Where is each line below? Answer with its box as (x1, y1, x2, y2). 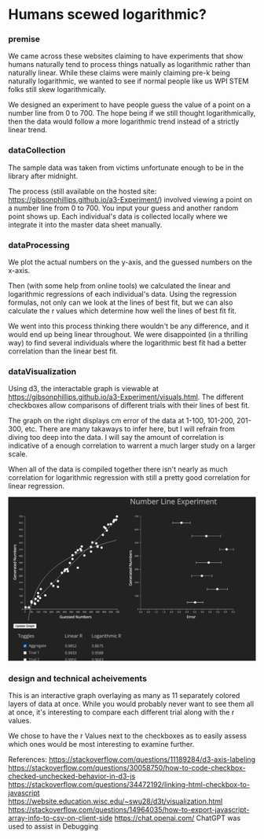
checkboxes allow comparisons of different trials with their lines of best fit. (8, 401, 250, 410)
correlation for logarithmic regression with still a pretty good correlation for (8, 473, 251, 482)
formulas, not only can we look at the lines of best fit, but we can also (8, 298, 233, 308)
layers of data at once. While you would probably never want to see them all (8, 699, 254, 708)
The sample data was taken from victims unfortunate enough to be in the (8, 163, 244, 172)
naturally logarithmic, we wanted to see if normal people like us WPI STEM (8, 76, 249, 86)
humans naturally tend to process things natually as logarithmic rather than (8, 60, 251, 69)
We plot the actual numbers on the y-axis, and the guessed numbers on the (8, 257, 253, 267)
